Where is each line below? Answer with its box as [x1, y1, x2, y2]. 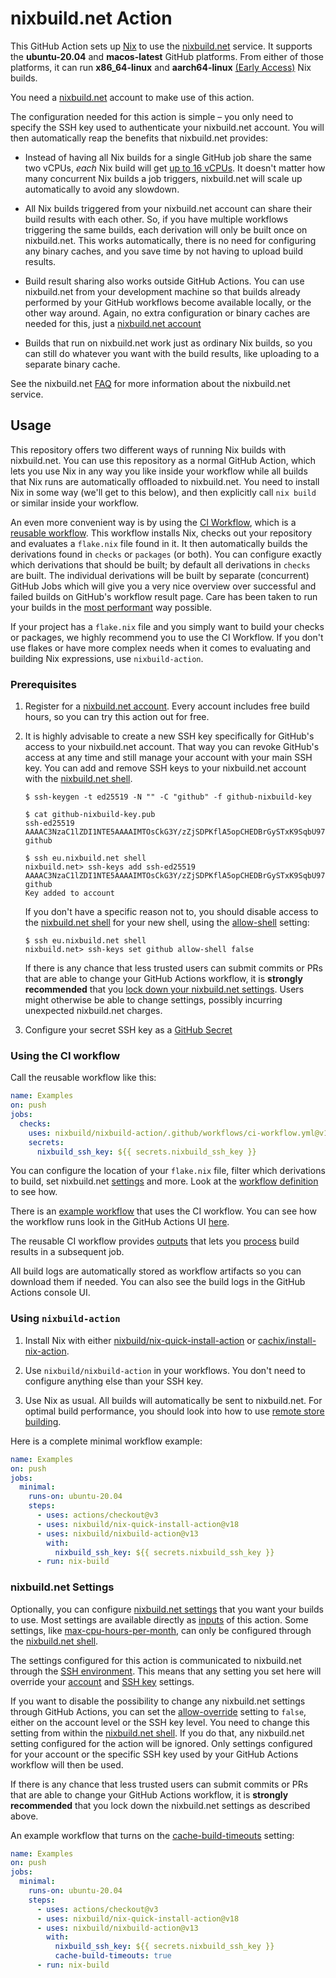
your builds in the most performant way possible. [10, 601, 213, 613]
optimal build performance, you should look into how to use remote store [24, 1405, 325, 1417]
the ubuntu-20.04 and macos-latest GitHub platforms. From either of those [10, 50, 324, 62]
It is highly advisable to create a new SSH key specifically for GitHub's [24, 730, 315, 742]
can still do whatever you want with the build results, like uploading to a [24, 347, 320, 359]
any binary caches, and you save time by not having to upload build [24, 245, 304, 257]
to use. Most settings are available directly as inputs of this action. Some [10, 1613, 309, 1626]
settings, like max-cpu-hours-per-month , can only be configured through [10, 1624, 312, 1636]
